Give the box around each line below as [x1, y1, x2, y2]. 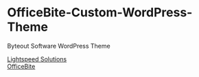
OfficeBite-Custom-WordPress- [7, 5, 193, 20]
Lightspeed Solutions [7, 55, 67, 63]
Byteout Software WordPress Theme [7, 42, 111, 50]
